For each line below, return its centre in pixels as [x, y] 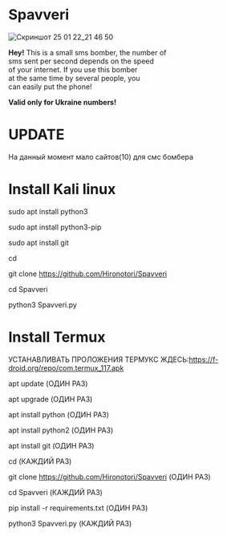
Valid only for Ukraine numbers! [63, 102]
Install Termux [57, 337]
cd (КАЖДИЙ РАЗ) [40, 461]
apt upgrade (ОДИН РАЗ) [51, 399]
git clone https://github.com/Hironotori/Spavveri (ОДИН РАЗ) [109, 477]
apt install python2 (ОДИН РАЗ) [61, 430]
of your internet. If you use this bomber [73, 69]
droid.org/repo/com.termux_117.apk [66, 367]
